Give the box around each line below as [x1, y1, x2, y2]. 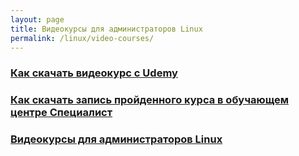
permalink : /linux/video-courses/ [10, 33, 155, 43]
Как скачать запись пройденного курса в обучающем [10, 93, 289, 107]
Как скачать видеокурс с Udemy [10, 66, 178, 80]
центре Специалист [10, 106, 113, 120]
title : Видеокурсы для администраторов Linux [10, 24, 203, 34]
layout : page [10, 14, 65, 25]
